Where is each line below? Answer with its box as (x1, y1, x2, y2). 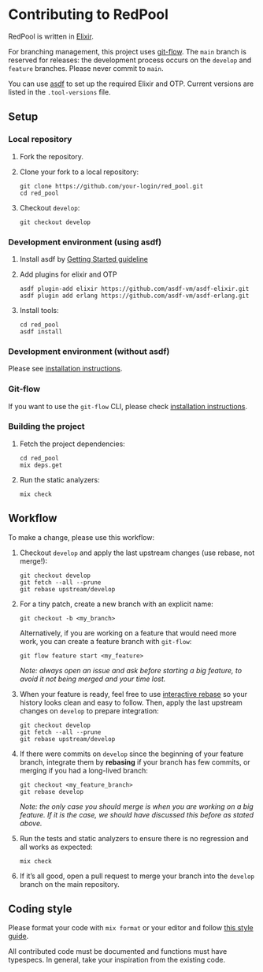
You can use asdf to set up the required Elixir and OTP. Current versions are (8, 79, 254, 88)
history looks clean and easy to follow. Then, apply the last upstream (19, 698, 243, 707)
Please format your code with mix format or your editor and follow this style (8, 923, 254, 933)
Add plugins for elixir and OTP (19, 270, 117, 279)
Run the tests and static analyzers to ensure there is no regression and (19, 833, 250, 843)
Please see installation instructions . (8, 364, 123, 374)
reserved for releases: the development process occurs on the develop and (8, 55, 252, 65)
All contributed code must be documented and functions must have (8, 947, 228, 956)
